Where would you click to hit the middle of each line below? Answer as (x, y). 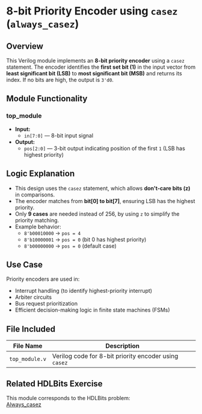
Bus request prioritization (46, 304)
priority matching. (37, 220)
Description (122, 346)
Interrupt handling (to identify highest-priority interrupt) (83, 291)
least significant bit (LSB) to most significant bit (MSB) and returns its (94, 73)
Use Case (25, 264)
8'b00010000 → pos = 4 (52, 233)
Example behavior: (38, 227)
